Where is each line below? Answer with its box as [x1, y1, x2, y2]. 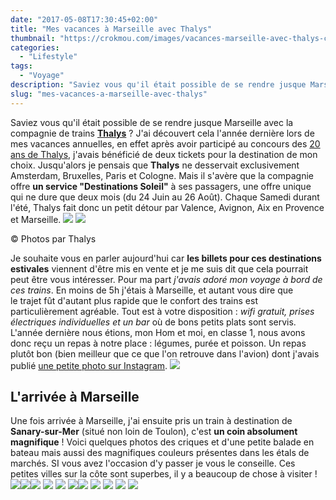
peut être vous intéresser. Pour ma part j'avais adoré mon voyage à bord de [10, 273, 323, 285]
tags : [10, 61, 33, 71]
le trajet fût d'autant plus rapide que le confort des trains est [10, 294, 258, 306]
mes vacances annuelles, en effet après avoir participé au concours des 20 [10, 137, 321, 150]
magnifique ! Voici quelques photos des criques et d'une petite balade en [10, 436, 315, 448]
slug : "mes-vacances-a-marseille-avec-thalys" [10, 89, 208, 99]
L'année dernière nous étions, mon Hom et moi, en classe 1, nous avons [10, 326, 306, 338]
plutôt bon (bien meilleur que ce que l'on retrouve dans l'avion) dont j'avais [10, 347, 320, 360]
